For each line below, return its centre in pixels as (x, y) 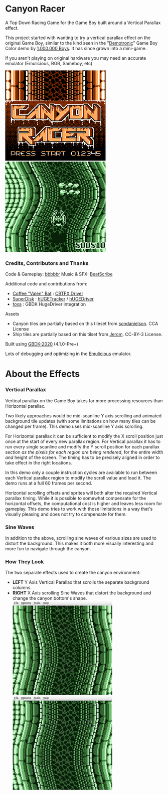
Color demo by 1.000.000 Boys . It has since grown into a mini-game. (76, 48)
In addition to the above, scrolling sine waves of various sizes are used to (81, 538)
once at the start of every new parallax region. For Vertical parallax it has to (83, 441)
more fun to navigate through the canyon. (48, 549)
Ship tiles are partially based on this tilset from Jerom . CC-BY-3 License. (87, 335)
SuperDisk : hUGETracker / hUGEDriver (53, 299)
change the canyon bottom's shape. (50, 598)
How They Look (25, 561)
